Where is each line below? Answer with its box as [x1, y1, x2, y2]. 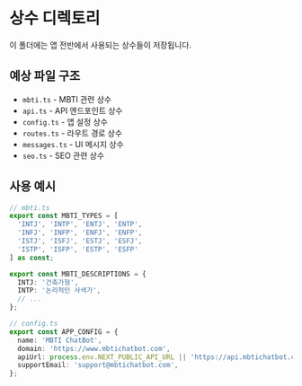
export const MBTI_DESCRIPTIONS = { [9, 269, 147, 278]
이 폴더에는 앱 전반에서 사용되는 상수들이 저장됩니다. [9, 39, 191, 50]
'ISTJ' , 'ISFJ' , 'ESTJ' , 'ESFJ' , [17, 237, 143, 246]
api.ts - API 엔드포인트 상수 [22, 105, 123, 116]
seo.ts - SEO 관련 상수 [22, 150, 105, 161]
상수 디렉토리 [9, 8, 101, 29]
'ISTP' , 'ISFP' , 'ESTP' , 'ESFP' [17, 244, 139, 254]
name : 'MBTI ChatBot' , [17, 336, 102, 345]
